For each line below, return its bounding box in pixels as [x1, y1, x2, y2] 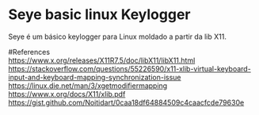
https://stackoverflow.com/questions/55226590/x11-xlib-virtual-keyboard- [8, 63, 251, 73]
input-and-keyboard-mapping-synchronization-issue [8, 72, 181, 82]
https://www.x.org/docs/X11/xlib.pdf [8, 89, 126, 98]
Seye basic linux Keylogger [8, 6, 191, 24]
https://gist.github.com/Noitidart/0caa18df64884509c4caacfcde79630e [8, 98, 245, 107]
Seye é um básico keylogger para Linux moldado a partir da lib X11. [8, 32, 227, 41]
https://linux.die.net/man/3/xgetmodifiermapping [8, 81, 168, 90]
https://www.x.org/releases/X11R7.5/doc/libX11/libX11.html [8, 56, 196, 65]
